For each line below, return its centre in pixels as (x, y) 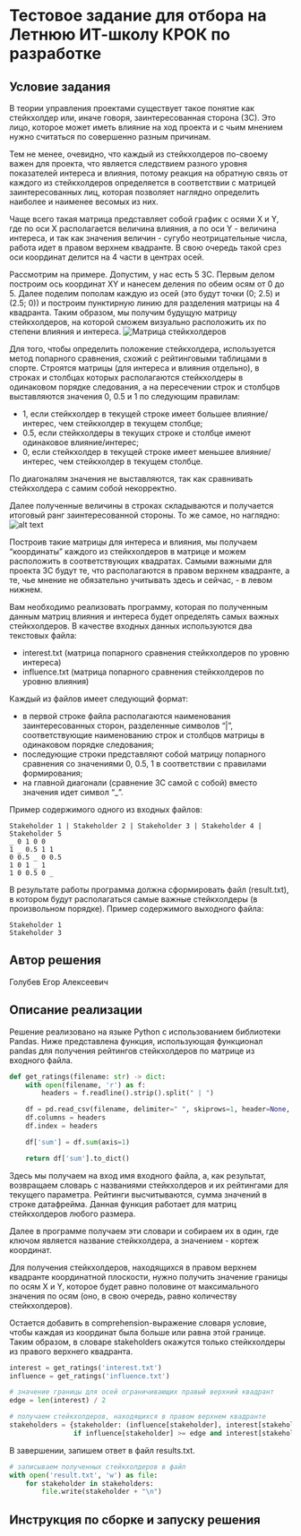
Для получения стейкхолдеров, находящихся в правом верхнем (133, 1267)
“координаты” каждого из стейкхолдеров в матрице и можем (128, 551)
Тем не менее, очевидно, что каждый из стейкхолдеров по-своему (139, 154)
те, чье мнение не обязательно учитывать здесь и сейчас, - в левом (141, 580)
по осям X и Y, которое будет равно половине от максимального (134, 1286)
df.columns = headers (65, 1118)
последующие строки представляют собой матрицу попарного (144, 754)
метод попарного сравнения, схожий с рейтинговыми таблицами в (138, 358)
